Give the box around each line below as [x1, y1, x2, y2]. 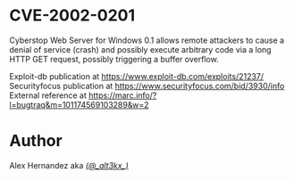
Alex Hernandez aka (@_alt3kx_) [9, 160, 130, 170]
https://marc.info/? [88, 90, 157, 101]
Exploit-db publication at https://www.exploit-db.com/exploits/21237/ [9, 70, 265, 81]
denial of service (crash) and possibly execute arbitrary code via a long [9, 44, 272, 54]
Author [9, 131, 63, 151]
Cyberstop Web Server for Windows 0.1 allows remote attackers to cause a [9, 35, 284, 45]
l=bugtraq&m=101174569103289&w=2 [9, 99, 149, 110]
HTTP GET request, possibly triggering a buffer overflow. [9, 53, 219, 64]
